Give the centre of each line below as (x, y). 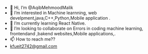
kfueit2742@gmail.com (34, 46)
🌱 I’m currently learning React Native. (48, 23)
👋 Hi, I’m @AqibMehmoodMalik (41, 8)
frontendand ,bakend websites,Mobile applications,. (63, 34)
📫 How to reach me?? (32, 39)
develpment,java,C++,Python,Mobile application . (60, 18)
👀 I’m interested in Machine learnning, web (53, 13)
